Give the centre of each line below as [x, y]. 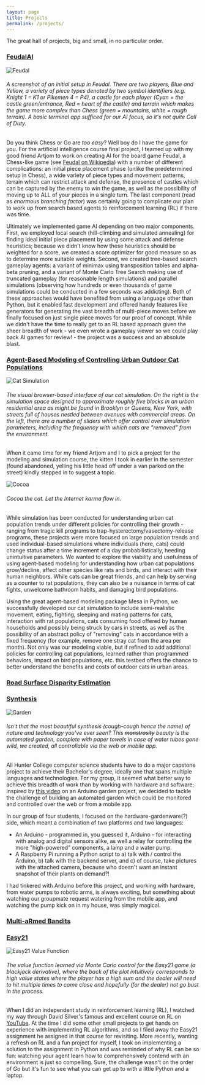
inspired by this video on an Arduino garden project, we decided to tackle [99, 791]
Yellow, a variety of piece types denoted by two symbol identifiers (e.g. [96, 91]
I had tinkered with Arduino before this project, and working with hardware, [101, 886]
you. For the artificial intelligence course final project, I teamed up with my [100, 149]
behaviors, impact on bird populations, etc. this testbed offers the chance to [102, 660]
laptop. [15, 1075]
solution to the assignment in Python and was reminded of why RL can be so [103, 1049]
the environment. [28, 434]
